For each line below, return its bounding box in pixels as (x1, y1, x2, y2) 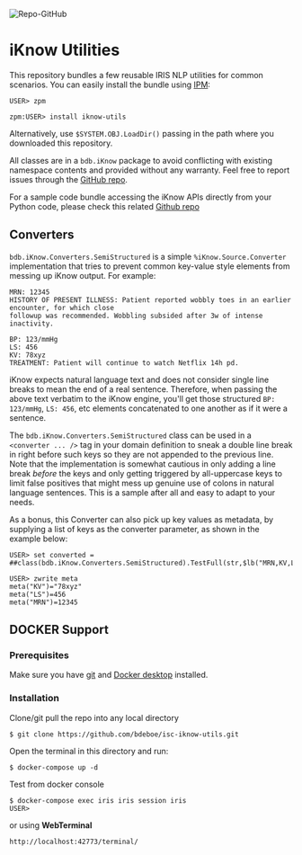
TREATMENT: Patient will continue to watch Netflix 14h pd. (9, 358, 240, 368)
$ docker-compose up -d (9, 762, 99, 772)
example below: (9, 533, 68, 544)
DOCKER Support (9, 622, 110, 637)
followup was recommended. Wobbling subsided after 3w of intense (9, 311, 263, 320)
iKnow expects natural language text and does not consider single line (9, 374, 270, 385)
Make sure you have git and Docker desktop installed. (9, 670, 209, 681)
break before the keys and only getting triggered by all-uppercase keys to (9, 468, 283, 478)
